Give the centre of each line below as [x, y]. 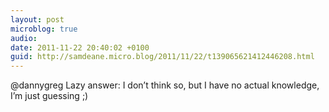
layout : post [37, 19]
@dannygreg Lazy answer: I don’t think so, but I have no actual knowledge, [165, 85]
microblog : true [44, 29]
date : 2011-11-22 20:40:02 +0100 [80, 47]
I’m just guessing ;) [49, 96]
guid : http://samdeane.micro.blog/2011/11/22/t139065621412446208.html [162, 57]
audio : [24, 38]
